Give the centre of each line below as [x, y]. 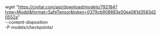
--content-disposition [26, 22]
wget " [12, 7]
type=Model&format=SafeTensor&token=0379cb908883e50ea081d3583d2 [80, 12]
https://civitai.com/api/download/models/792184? [68, 7]
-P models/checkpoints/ [29, 27]
